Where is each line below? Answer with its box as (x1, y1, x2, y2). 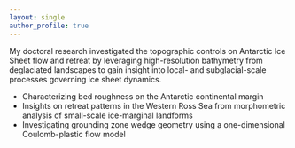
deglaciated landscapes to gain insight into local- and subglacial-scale (9, 64, 267, 75)
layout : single (9, 12, 66, 22)
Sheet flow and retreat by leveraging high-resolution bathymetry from (9, 55, 263, 66)
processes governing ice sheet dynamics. (9, 74, 162, 84)
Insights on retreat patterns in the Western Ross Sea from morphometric (21, 100, 286, 111)
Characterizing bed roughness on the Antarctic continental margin (21, 90, 264, 102)
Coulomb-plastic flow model (21, 129, 126, 139)
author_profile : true (9, 21, 89, 30)
